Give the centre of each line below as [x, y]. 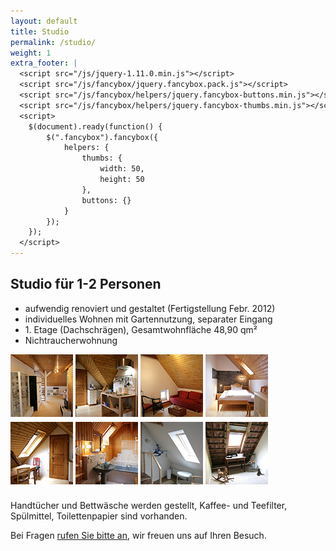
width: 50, [122, 169]
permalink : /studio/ [53, 42]
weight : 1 [31, 53]
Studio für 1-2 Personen [86, 284]
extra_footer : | [44, 63]
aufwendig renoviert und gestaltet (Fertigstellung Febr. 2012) [150, 308]
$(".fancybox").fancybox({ [102, 137]
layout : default [44, 21]
